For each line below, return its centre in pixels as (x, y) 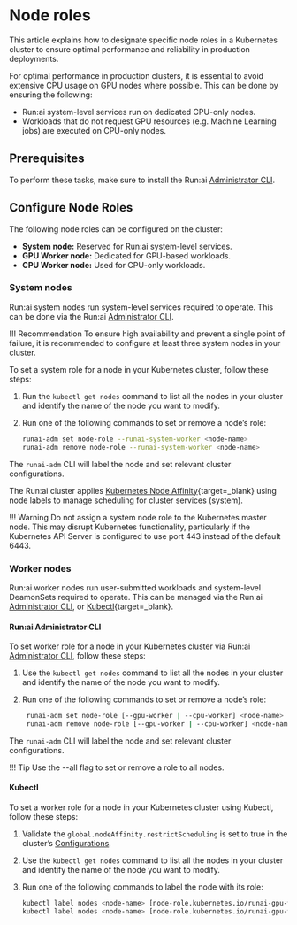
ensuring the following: (51, 95)
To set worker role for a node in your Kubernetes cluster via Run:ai (130, 646)
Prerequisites (47, 159)
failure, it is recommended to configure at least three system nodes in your (145, 343)
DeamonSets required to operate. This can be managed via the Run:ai (136, 597)
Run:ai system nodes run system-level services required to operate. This (141, 307)
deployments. (34, 58)
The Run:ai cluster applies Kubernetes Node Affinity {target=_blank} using (143, 490)
